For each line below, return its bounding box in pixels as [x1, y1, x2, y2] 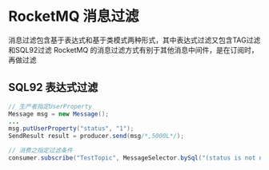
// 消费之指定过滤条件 [8, 147, 74, 155]
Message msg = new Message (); [8, 109, 110, 118]
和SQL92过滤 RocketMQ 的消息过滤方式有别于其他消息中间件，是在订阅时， [8, 45, 259, 54]
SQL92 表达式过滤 [8, 81, 98, 94]
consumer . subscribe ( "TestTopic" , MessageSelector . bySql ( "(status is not [8, 154, 256, 162]
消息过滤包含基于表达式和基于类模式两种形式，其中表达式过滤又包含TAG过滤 [8, 35, 261, 45]
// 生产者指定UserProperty [8, 102, 92, 110]
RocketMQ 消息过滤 [8, 7, 139, 26]
